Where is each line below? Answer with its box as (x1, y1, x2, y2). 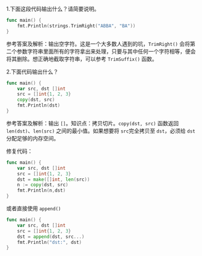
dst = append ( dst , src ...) (17, 234, 85, 240)
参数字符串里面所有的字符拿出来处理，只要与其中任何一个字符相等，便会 (16, 48, 196, 55)
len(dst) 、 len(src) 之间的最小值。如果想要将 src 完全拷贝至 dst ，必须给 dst (6, 127, 195, 134)
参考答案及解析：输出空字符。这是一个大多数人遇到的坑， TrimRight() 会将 (6, 40, 191, 47)
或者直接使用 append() (6, 205, 61, 212)
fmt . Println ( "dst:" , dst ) (17, 239, 82, 245)
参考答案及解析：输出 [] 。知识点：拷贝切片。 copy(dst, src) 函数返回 (6, 119, 179, 126)
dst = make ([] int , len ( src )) (17, 176, 90, 183)
